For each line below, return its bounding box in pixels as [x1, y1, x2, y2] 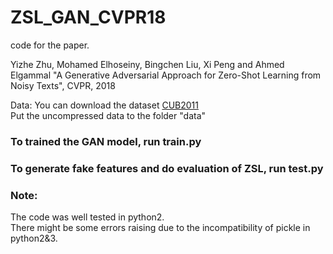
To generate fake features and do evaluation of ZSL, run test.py [10, 161, 324, 175]
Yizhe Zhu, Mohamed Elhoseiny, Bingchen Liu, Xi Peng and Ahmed [10, 58, 285, 70]
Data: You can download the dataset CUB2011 [10, 99, 199, 111]
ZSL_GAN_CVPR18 [10, 6, 167, 29]
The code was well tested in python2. [10, 211, 165, 223]
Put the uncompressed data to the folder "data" [10, 109, 207, 121]
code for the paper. [10, 39, 90, 51]
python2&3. [10, 232, 58, 245]
